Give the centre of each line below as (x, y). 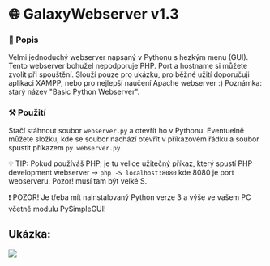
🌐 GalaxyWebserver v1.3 (94, 14)
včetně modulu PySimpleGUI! (58, 209)
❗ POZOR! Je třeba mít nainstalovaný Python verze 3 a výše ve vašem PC (130, 197)
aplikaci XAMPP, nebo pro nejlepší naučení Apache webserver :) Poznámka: (135, 83)
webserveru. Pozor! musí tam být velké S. (78, 181)
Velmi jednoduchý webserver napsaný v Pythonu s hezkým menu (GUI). (129, 57)
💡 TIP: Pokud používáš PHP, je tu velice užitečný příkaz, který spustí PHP (131, 163)
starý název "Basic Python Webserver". (74, 92)
